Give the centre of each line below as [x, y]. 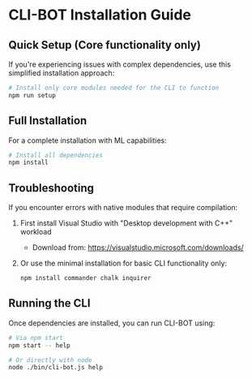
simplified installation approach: [62, 73]
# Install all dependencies [56, 155]
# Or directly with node [50, 360]
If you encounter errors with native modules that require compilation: [123, 208]
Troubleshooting [51, 188]
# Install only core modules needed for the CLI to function [114, 88]
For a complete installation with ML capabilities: [88, 140]
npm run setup [32, 95]
